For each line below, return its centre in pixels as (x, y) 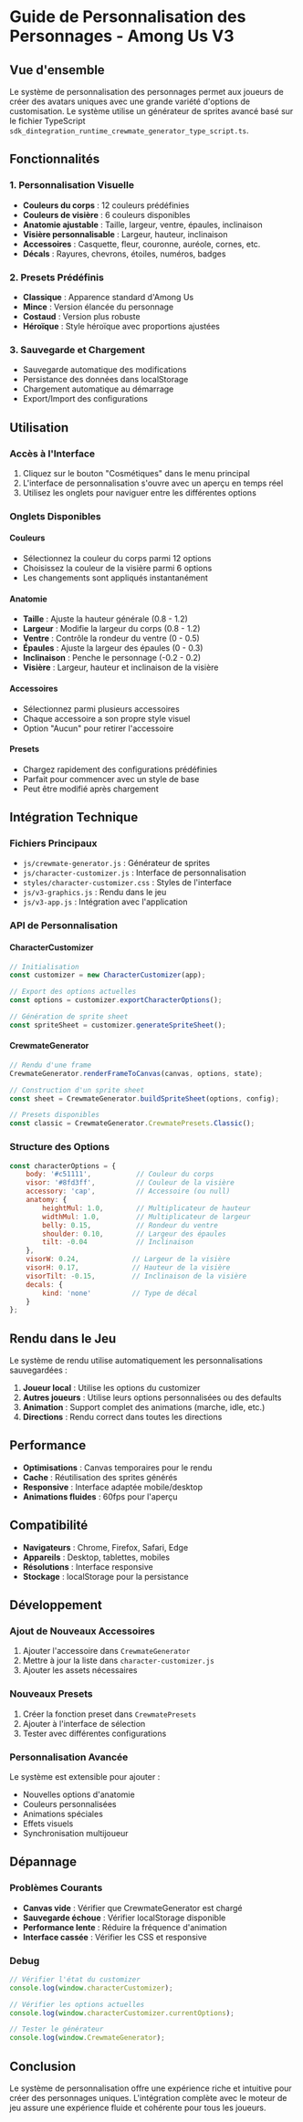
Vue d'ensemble (57, 70)
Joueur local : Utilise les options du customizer (111, 1388)
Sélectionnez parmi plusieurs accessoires (101, 708)
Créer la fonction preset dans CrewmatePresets (110, 1714)
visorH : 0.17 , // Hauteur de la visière (128, 1268)
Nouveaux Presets (51, 1694)
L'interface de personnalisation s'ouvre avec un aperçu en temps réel (153, 483)
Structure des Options (60, 1147)
